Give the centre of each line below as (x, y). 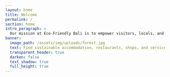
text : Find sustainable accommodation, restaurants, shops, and (79, 48)
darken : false (25, 57)
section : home (20, 24)
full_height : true (29, 66)
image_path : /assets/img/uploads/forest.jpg (57, 43)
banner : (13, 38)
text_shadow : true (29, 62)
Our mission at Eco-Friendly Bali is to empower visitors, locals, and (87, 33)
